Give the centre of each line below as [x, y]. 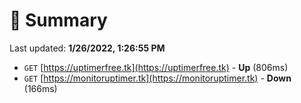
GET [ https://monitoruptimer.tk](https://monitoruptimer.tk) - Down [157, 78]
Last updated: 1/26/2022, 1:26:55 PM [87, 48]
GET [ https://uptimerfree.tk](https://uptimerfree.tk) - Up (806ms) [156, 67]
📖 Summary [58, 20]
